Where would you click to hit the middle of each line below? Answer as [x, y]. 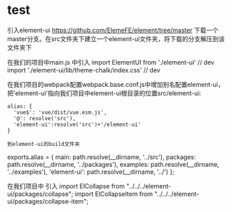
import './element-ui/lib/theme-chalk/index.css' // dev [84, 70]
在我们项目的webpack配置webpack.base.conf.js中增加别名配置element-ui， [116, 84]
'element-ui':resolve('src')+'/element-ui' [77, 124]
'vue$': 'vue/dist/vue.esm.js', [60, 112]
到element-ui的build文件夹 [43, 144]
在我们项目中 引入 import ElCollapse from [66, 186]
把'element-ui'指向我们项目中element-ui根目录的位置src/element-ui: [104, 93]
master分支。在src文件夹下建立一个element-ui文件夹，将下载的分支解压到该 [116, 39]
